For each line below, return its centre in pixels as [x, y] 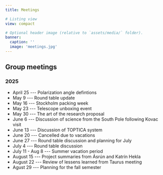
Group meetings [31, 67]
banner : [13, 37]
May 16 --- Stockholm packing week [50, 103]
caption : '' [22, 42]
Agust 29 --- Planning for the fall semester [57, 167]
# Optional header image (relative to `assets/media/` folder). [74, 33]
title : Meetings [22, 10]
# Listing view [21, 19]
